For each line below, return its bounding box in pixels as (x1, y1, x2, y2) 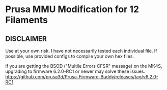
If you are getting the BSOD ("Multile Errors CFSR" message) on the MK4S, (5, 63, 162, 69)
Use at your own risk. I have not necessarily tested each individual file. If (5, 48, 157, 54)
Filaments (5, 14, 48, 26)
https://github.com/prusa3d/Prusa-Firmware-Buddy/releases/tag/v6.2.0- (5, 74, 159, 79)
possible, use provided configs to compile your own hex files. (5, 53, 134, 59)
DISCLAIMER (5, 34, 47, 43)
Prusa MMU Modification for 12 (5, 4, 139, 15)
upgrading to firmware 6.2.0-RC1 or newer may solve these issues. (5, 68, 146, 74)
